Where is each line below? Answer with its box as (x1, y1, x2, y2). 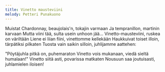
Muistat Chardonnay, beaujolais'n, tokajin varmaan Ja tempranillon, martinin (5, 25, 160, 31)
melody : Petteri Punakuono (5, 12, 61, 17)
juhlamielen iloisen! (5, 61, 44, 67)
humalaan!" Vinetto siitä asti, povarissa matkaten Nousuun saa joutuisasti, (5, 56, 156, 62)
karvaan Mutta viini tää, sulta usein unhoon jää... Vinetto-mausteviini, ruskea (5, 31, 161, 36)
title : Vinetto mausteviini (5, 7, 63, 12)
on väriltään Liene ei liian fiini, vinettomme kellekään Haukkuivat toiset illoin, (5, 36, 160, 42)
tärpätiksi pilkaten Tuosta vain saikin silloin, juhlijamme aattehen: (5, 41, 137, 47)
